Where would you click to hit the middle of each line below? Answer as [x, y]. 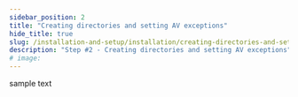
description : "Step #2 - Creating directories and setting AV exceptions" [150, 50]
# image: [25, 58]
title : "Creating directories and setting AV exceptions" [118, 26]
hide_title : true [41, 34]
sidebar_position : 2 [47, 17]
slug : [19, 42]
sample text [31, 83]
